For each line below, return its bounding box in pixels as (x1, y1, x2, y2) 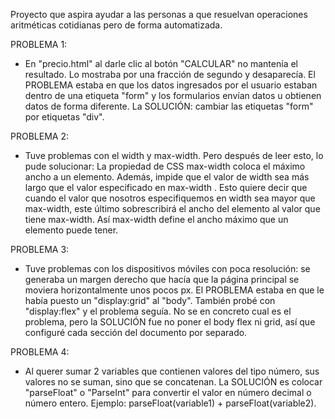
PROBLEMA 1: (10, 39, 68, 50)
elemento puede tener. (24, 224, 119, 236)
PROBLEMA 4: (10, 346, 70, 358)
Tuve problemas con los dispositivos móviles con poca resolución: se (24, 263, 311, 274)
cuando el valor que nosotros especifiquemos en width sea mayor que (24, 192, 316, 204)
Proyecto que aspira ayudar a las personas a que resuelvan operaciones (10, 9, 308, 20)
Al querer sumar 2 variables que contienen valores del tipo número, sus (24, 365, 320, 377)
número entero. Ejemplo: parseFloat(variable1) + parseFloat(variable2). (24, 397, 317, 409)
